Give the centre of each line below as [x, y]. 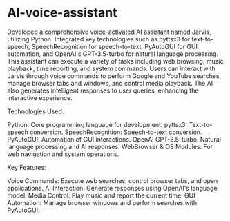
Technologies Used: [36, 111]
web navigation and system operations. [63, 154]
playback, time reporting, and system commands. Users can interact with [112, 68]
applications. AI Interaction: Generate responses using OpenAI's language [112, 188]
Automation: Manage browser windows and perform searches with [102, 202]
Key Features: [27, 167]
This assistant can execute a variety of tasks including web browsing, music [115, 61]
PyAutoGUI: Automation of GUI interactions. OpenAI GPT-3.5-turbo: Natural [114, 139]
